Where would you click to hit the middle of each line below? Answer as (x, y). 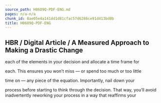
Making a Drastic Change (44, 50)
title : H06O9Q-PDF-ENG (28, 23)
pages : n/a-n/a (20, 14)
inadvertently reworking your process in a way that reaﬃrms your (71, 95)
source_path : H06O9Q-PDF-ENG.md (38, 9)
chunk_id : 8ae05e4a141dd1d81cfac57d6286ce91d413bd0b (60, 18)
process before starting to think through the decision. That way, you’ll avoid (81, 90)
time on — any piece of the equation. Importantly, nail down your (70, 81)
